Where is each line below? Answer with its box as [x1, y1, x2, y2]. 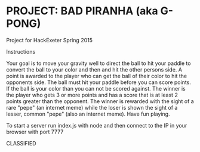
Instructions [6, 48, 36, 55]
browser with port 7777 [6, 128, 64, 135]
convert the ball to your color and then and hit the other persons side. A [6, 66, 182, 73]
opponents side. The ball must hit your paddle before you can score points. [6, 79, 191, 86]
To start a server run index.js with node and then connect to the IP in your [6, 122, 187, 129]
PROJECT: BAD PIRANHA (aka [6, 4, 158, 18]
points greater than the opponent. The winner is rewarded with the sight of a [6, 97, 194, 105]
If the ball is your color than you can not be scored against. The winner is [6, 85, 186, 92]
